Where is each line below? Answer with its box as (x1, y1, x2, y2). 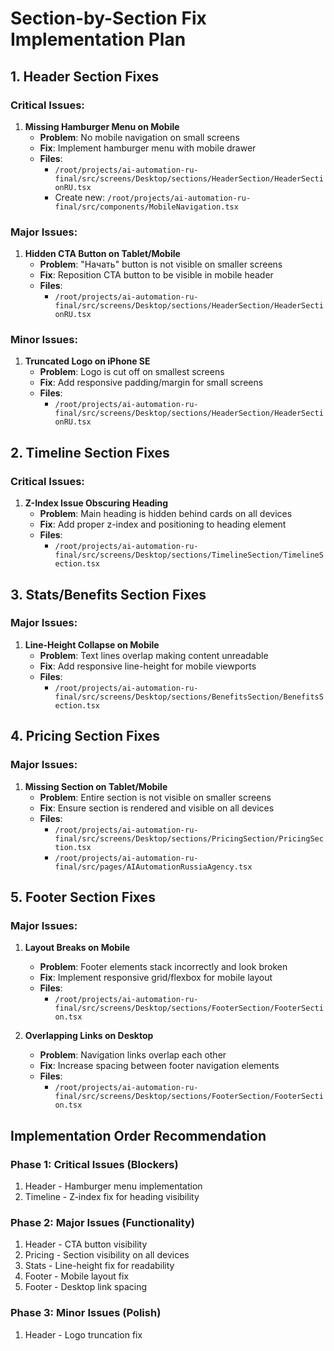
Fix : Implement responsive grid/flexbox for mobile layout (39, 972, 273, 984)
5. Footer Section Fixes (10, 888, 156, 906)
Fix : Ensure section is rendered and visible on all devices (39, 802, 275, 814)
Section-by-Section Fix (10, 7, 207, 30)
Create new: (54, 191, 106, 203)
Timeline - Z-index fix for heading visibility (24, 1190, 200, 1202)
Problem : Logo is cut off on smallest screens (39, 366, 225, 378)
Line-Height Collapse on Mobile (24, 638, 160, 651)
